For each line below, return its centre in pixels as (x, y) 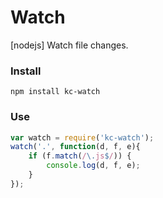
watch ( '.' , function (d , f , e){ (75, 147)
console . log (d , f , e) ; (93, 166)
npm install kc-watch (55, 92)
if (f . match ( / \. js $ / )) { (80, 156)
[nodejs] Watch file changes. (69, 45)
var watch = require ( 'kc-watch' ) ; (82, 137)
